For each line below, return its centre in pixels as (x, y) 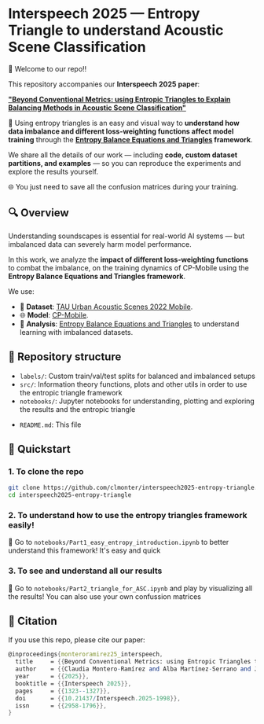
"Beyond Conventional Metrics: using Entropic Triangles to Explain (119, 99)
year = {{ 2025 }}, (52, 677)
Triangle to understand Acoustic (116, 30)
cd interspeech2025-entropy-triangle (70, 495)
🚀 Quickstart (39, 449)
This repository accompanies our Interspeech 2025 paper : (104, 84)
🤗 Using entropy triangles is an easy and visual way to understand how (124, 123)
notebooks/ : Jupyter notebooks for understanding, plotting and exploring (137, 401)
